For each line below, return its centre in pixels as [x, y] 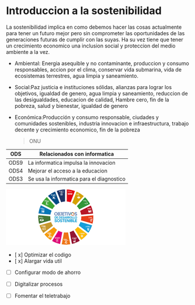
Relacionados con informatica [77, 154]
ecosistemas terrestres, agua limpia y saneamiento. [76, 76]
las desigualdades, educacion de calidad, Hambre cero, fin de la [92, 99]
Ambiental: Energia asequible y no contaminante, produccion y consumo [102, 63]
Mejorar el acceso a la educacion [68, 171]
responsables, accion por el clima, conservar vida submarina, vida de [98, 69]
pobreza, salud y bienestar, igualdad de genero [71, 106]
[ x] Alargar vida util [38, 261]
